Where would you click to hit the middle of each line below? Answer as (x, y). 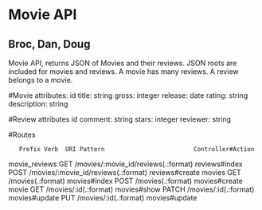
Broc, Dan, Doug (49, 44)
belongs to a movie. (41, 80)
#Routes (22, 134)
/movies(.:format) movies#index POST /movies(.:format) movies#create (125, 181)
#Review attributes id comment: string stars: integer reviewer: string (120, 119)
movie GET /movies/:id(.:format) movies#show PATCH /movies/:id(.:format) (131, 189)
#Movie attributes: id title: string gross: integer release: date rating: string (128, 95)
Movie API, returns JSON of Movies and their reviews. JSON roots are (123, 63)
